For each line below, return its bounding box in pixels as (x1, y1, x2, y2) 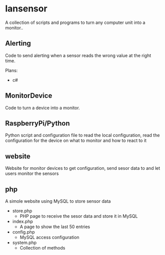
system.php (12, 240, 37, 246)
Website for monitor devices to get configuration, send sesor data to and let (5, 165, 161, 171)
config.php (12, 229, 35, 235)
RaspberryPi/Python (5, 119, 70, 127)
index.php (12, 219, 33, 224)
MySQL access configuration (19, 235, 80, 240)
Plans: (5, 67, 18, 73)
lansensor (5, 3, 48, 14)
